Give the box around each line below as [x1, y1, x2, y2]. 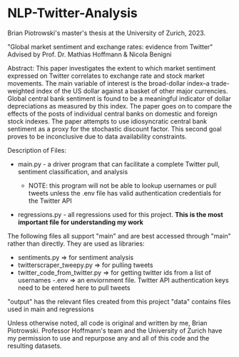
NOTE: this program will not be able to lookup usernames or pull [28, 181, 217, 190]
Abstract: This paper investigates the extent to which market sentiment [7, 64, 216, 72]
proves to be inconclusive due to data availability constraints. [7, 132, 187, 141]
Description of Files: [7, 146, 66, 154]
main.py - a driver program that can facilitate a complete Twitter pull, [17, 159, 220, 169]
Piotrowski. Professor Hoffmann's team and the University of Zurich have [7, 326, 223, 335]
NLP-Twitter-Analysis [7, 5, 138, 21]
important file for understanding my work [17, 218, 144, 226]
